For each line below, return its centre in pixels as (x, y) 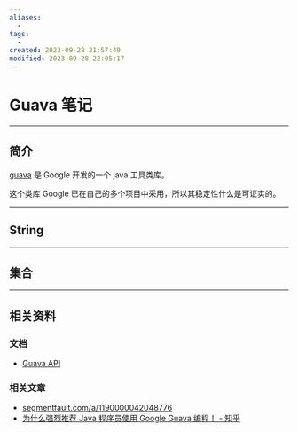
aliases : (25, 17)
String (27, 230)
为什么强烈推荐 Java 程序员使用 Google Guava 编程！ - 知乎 (131, 419)
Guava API (41, 364)
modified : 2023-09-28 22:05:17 (67, 59)
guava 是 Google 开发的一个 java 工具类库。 (89, 175)
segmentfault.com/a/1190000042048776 (97, 408)
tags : (19, 34)
